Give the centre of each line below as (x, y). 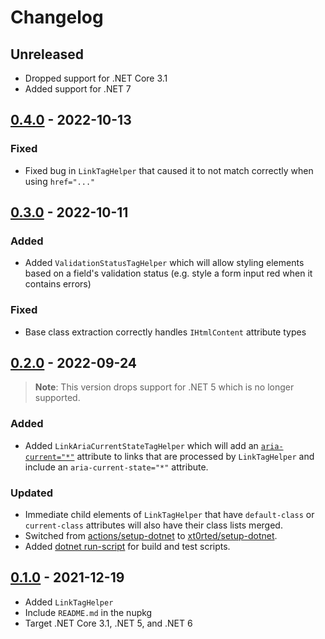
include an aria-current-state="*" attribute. (116, 467)
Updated (31, 493)
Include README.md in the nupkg (88, 612)
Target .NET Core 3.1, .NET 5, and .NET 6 (108, 623)
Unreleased (47, 54)
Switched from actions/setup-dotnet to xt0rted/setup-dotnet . (151, 536)
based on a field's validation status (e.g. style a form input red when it (168, 273)
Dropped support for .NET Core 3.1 (96, 78)
